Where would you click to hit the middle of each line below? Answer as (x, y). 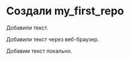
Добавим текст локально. (39, 51)
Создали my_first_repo (65, 11)
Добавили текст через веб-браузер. (53, 39)
